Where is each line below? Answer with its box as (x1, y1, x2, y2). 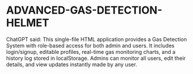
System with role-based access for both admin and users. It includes (6, 42, 175, 49)
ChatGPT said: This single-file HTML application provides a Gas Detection (6, 36, 187, 43)
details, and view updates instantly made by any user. (6, 60, 138, 68)
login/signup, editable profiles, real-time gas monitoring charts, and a (6, 48, 176, 55)
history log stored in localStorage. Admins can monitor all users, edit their (6, 54, 186, 62)
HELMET (6, 16, 49, 30)
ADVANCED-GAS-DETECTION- (6, 4, 163, 17)
